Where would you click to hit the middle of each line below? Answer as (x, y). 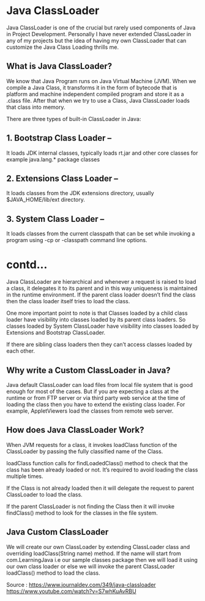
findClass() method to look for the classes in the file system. (82, 513)
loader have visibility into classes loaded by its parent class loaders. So (96, 320)
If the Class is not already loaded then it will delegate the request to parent (100, 488)
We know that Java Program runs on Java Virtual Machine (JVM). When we (101, 81)
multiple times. (25, 476)
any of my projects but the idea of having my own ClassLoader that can (96, 40)
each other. (21, 351)
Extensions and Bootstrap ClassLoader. (56, 333)
